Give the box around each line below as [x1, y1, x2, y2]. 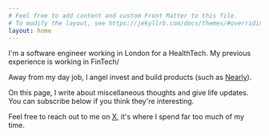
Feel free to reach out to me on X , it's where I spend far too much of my [8, 112, 245, 122]
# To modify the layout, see [8, 19, 106, 27]
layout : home [8, 26, 52, 34]
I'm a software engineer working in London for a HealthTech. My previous [8, 49, 251, 58]
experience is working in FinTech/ [8, 57, 120, 66]
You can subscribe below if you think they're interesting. [8, 97, 195, 106]
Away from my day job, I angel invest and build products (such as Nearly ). [8, 73, 252, 82]
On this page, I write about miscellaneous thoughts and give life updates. [8, 88, 249, 98]
